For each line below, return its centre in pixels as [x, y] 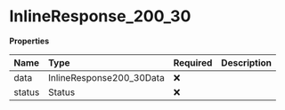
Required [193, 62]
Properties [29, 41]
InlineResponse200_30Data [106, 77]
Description [247, 62]
